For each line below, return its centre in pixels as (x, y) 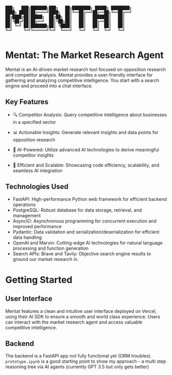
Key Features (27, 102)
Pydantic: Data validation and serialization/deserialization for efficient (86, 232)
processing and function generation (51, 248)
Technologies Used (37, 187)
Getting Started (39, 280)
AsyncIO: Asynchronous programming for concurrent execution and (84, 221)
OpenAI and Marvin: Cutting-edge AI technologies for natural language (88, 242)
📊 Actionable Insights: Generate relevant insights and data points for (85, 132)
